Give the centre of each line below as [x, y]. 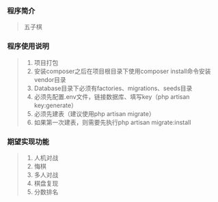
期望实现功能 [28, 141]
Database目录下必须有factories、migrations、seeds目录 [113, 88]
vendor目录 [50, 79]
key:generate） [55, 105]
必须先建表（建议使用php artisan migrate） [94, 113]
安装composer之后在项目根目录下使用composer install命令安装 [122, 71]
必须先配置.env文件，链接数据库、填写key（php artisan [112, 96]
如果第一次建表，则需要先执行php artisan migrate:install [112, 122]
